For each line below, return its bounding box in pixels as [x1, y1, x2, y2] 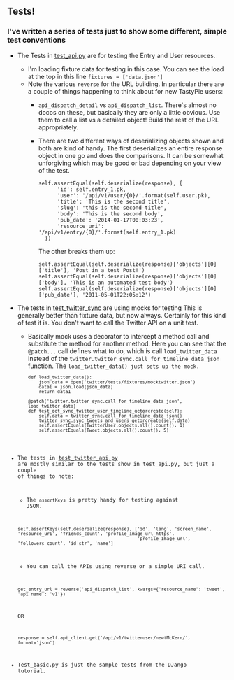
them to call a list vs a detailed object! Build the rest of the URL [38, 115, 219, 124]
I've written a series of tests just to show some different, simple [7, 27, 227, 36]
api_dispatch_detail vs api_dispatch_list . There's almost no [38, 101, 217, 109]
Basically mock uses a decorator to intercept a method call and [27, 332, 210, 340]
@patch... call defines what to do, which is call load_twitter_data [27, 346, 218, 355]
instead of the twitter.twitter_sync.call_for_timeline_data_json [27, 354, 220, 362]
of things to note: [17, 473, 75, 480]
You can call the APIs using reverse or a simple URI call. [27, 563, 205, 570]
